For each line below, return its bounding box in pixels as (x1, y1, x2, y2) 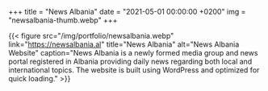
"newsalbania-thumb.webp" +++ (8, 15, 118, 25)
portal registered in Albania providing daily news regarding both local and (8, 56, 253, 66)
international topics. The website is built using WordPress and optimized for (8, 65, 260, 75)
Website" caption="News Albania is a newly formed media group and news (8, 48, 258, 57)
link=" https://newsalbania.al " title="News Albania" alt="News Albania (8, 39, 240, 49)
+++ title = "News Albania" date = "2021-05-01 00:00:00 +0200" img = (8, 7, 246, 16)
